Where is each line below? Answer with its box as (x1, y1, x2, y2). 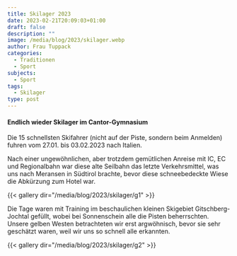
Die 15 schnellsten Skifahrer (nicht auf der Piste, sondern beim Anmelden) (7, 134, 223, 142)
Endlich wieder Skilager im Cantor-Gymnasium (7, 117, 149, 126)
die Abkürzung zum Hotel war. (7, 178, 96, 186)
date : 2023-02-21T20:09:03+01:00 (7, 17, 106, 24)
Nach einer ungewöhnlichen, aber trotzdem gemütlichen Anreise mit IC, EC (7, 155, 226, 163)
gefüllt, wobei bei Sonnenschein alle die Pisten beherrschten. (30, 212, 209, 221)
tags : (7, 83, 23, 90)
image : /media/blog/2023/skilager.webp (7, 37, 125, 44)
